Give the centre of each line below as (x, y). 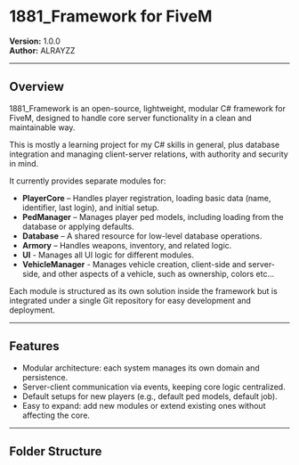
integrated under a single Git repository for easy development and (130, 300)
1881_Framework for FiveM (111, 16)
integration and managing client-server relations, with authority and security (149, 154)
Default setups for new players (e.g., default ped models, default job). (149, 396)
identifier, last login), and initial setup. (91, 208)
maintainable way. (42, 127)
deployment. (32, 310)
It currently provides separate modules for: (88, 181)
